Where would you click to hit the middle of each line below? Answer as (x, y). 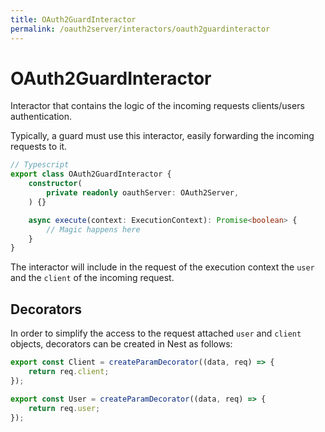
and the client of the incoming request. (92, 278)
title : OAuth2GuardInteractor (73, 19)
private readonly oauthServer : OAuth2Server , (143, 193)
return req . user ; (64, 408)
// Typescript (40, 165)
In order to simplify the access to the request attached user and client (156, 333)
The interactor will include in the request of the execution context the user (162, 267)
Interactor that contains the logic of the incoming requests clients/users (157, 106)
